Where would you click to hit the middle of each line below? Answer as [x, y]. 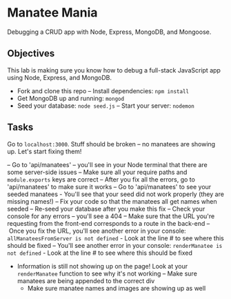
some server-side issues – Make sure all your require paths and [97, 172]
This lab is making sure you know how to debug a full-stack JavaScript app [114, 70]
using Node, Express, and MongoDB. [60, 77]
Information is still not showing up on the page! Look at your [102, 266]
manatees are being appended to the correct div [86, 280]
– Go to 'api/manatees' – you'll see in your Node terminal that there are [108, 164]
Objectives [31, 54]
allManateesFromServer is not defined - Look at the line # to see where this [115, 238]
